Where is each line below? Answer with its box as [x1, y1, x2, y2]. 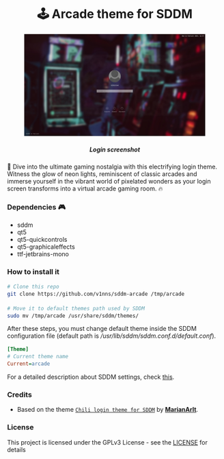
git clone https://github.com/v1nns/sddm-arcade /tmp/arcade [7, 290, 185, 297]
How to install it [7, 266, 60, 276]
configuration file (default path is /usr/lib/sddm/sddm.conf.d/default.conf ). [7, 332, 216, 340]
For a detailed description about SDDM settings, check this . [7, 373, 175, 381]
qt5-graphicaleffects [16, 243, 75, 251]
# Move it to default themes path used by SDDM [7, 305, 145, 312]
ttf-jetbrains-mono [16, 249, 70, 258]
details [7, 445, 26, 454]
